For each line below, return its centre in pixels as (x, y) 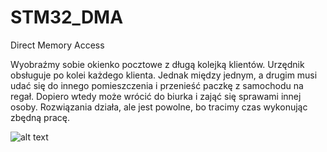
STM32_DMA (67, 17)
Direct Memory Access (57, 45)
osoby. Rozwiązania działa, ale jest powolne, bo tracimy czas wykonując (159, 107)
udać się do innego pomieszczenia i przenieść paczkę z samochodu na (157, 85)
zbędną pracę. (40, 117)
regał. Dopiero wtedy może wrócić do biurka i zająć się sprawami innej (156, 96)
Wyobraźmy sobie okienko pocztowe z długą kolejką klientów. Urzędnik (157, 64)
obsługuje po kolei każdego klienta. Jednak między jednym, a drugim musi (164, 75)
